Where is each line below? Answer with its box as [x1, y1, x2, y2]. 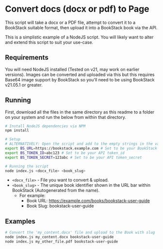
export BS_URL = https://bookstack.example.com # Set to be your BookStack [5, 146, 158, 151]
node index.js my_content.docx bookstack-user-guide [5, 235, 114, 240]
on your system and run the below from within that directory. [5, 114, 126, 120]
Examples [5, 217, 35, 225]
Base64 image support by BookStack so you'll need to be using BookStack [5, 77, 155, 82]
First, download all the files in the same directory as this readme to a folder [5, 109, 155, 115]
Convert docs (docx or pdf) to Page [5, 3, 149, 15]
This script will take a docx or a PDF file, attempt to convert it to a [5, 19, 136, 25]
